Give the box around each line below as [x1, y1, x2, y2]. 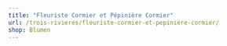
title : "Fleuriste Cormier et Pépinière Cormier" [8, 11, 174, 19]
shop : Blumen [8, 26, 51, 34]
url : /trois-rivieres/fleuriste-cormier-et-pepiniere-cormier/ [8, 19, 220, 27]
